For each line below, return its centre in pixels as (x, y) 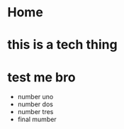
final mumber (37, 119)
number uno (35, 97)
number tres (35, 112)
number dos (35, 104)
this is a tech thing (63, 45)
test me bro (41, 77)
